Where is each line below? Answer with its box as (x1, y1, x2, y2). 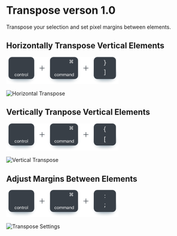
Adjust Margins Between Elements (6, 174, 138, 184)
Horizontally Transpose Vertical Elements (6, 41, 164, 51)
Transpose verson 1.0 (6, 4, 116, 17)
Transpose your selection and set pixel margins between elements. (6, 23, 172, 30)
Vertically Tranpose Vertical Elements (6, 107, 151, 117)
